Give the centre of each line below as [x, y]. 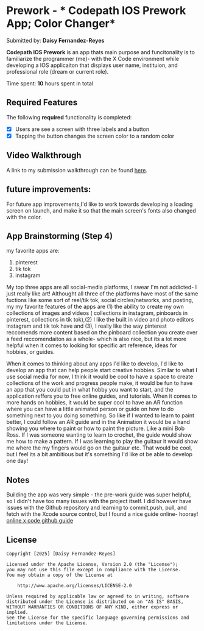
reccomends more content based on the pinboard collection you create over [102, 333]
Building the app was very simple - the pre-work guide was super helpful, [99, 495]
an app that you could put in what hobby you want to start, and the [90, 390]
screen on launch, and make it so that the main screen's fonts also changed [101, 210]
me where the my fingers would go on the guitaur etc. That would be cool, [99, 448]
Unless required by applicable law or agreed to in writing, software [98, 596]
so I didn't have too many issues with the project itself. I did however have [99, 501]
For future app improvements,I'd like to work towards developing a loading [100, 204]
